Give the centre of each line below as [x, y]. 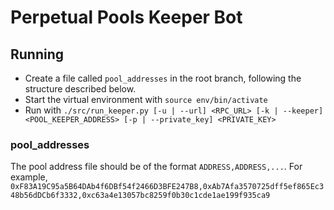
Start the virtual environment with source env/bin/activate [146, 99]
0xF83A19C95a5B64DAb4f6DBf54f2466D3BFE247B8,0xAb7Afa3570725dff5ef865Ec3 [167, 187]
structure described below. [80, 89]
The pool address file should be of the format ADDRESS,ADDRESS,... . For [156, 167]
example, [29, 177]
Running [37, 54]
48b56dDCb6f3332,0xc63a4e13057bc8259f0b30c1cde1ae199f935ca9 [140, 196]
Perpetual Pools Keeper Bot [126, 17]
